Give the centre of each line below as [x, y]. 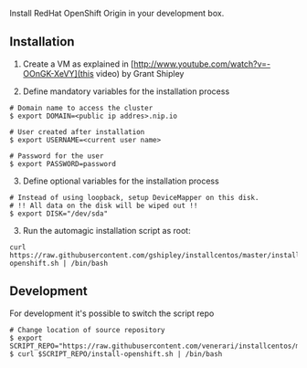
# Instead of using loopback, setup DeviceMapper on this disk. [134, 197]
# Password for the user [57, 156]
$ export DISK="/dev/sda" [58, 214]
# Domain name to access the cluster [81, 108]
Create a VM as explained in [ [78, 64]
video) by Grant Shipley [140, 73]
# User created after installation [77, 131]
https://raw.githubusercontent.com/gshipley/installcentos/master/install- [157, 255]
